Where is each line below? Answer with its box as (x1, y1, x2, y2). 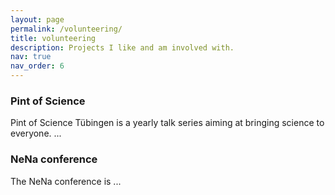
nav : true (10, 52, 52, 62)
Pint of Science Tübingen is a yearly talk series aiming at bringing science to (10, 117, 325, 129)
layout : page (10, 14, 65, 25)
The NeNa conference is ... (10, 175, 122, 187)
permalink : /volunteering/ (10, 24, 123, 34)
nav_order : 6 (10, 61, 65, 71)
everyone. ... (10, 127, 62, 140)
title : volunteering (10, 33, 97, 43)
